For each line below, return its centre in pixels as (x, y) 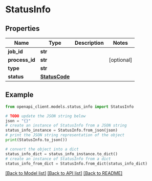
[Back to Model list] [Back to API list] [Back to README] (64, 173)
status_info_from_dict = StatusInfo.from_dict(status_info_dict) (76, 164)
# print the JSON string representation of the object (65, 135)
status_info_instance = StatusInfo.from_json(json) (61, 130)
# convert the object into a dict (42, 149)
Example (19, 95)
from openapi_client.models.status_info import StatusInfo (70, 106)
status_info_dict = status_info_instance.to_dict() (61, 154)
